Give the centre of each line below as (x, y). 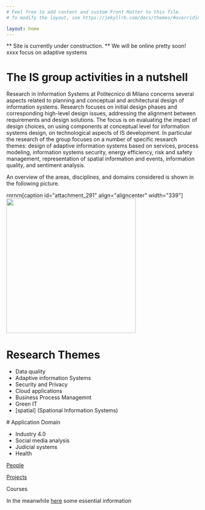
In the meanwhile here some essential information (69, 501)
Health (23, 454)
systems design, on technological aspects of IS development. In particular (99, 133)
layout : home (23, 29)
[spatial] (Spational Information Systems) (67, 411)
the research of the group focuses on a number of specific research (92, 139)
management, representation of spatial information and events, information (101, 159)
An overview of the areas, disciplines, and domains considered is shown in (100, 177)
